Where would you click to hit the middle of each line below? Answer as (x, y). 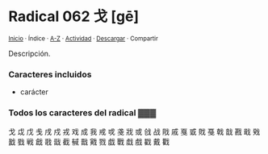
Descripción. (29, 53)
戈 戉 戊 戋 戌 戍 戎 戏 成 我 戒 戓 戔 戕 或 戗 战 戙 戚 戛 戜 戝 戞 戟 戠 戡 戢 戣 (134, 131)
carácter (34, 92)
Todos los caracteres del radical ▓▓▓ (82, 113)
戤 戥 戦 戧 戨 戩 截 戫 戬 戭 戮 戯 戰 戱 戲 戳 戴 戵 (89, 141)
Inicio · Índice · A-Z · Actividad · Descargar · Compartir (84, 38)
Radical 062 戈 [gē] (74, 17)
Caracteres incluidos (50, 74)
